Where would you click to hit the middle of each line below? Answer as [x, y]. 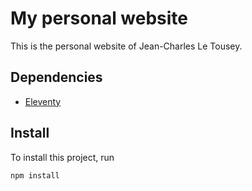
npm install [35, 175]
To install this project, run [62, 157]
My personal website [99, 18]
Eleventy [43, 101]
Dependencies [56, 77]
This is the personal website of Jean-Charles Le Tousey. [126, 46]
